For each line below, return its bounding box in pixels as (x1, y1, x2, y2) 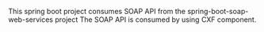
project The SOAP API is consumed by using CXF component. (55, 15, 257, 24)
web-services (8, 15, 54, 24)
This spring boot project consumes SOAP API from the (8, 7, 186, 16)
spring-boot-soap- (187, 7, 249, 16)
